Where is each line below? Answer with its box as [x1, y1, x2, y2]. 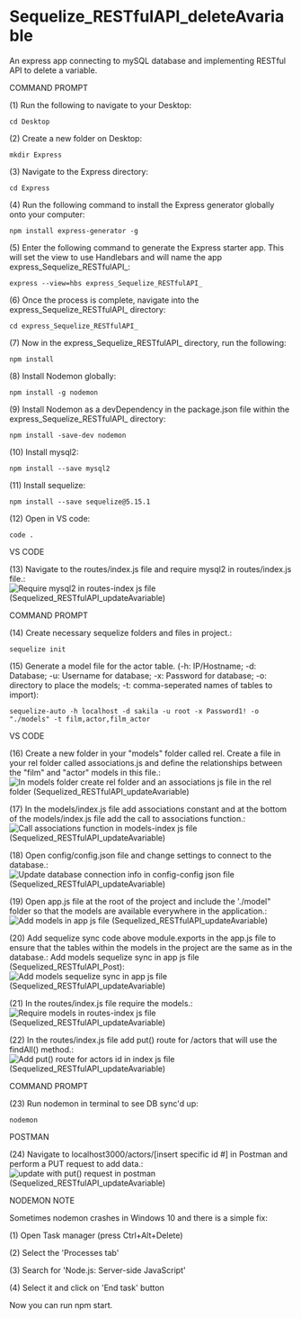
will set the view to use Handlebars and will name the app [9, 251, 223, 262]
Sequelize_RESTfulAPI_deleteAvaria [9, 6, 285, 27]
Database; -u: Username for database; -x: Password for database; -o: [9, 669, 267, 681]
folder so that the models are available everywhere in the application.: [9, 905, 268, 916]
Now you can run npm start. [9, 1299, 113, 1310]
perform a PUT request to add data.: [9, 1158, 144, 1169]
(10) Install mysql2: [9, 446, 79, 457]
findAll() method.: [9, 1043, 75, 1055]
